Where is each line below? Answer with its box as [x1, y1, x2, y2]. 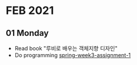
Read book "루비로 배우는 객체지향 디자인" [14, 45, 118, 52]
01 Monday [6, 28, 49, 38]
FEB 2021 [6, 4, 54, 18]
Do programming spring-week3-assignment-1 [14, 52, 131, 58]
